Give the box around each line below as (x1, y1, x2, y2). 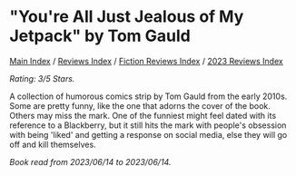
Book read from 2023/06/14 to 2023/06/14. (9, 156, 172, 167)
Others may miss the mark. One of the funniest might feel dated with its (9, 110, 277, 121)
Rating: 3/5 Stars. (9, 73, 75, 83)
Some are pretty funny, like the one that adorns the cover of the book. (9, 100, 271, 111)
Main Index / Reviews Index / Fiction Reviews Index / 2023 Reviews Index (9, 55, 283, 66)
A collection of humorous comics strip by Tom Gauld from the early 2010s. (9, 91, 288, 102)
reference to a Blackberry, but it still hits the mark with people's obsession (9, 120, 287, 131)
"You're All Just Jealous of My (9, 6, 244, 27)
